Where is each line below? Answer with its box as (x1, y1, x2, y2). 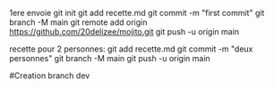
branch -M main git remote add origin (9, 17, 148, 28)
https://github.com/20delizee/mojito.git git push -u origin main (9, 27, 240, 36)
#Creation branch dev (9, 70, 90, 81)
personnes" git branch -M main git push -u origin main (9, 53, 210, 63)
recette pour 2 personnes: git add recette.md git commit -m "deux (9, 44, 253, 54)
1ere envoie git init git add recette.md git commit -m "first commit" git (9, 8, 265, 18)
